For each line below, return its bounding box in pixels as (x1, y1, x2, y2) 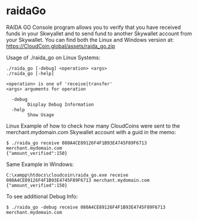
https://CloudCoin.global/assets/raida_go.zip (6, 43, 116, 50)
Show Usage (27, 112, 55, 118)
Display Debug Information (27, 102, 94, 108)
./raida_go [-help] (6, 70, 55, 76)
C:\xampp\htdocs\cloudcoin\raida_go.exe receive (6, 172, 129, 178)
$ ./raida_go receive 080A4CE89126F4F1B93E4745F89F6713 (6, 140, 147, 146)
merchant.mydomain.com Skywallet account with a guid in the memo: (6, 128, 177, 135)
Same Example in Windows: (6, 161, 74, 168)
